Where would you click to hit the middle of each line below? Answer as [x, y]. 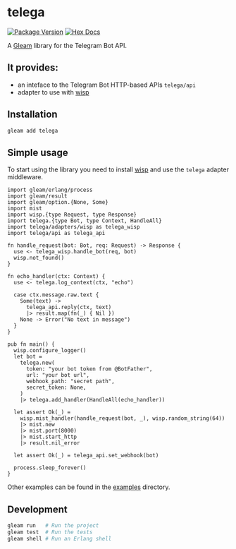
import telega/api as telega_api [56, 234]
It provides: [33, 68]
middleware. [25, 177]
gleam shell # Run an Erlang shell [60, 538]
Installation [32, 115]
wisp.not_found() [39, 258]
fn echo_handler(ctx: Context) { [56, 277]
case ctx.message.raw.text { [56, 295]
